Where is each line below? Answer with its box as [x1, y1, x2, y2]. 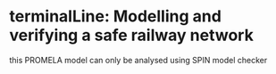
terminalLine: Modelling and [9, 6, 222, 27]
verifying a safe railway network [9, 25, 255, 45]
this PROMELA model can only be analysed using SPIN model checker [9, 54, 268, 65]
